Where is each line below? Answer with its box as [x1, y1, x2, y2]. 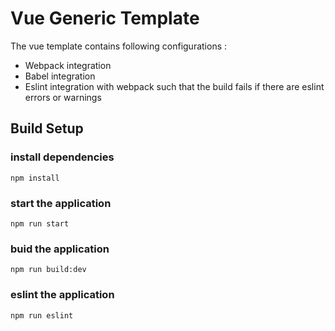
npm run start [10, 218, 70, 229]
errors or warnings [24, 91, 102, 103]
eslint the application [10, 288, 115, 302]
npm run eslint [10, 310, 74, 321]
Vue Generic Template [10, 7, 200, 30]
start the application [10, 196, 112, 210]
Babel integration [24, 70, 96, 82]
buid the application [10, 242, 110, 256]
